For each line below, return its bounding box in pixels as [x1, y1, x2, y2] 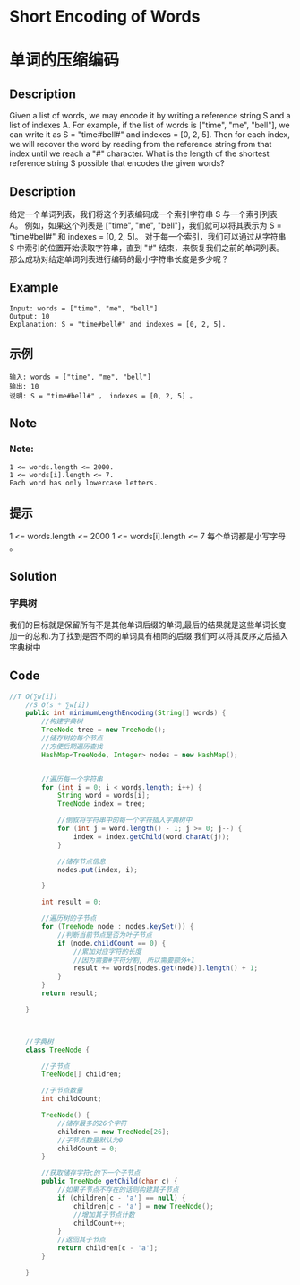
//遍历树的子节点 [41, 913, 97, 923]
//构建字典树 [41, 717, 83, 726]
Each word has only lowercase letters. [9, 478, 159, 488]
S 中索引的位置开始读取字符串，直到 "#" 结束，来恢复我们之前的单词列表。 [9, 242, 285, 253]
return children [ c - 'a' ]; [56, 1244, 159, 1253]
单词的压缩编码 [9, 50, 120, 71]
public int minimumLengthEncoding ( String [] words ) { [25, 709, 227, 718]
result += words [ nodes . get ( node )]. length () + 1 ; [73, 964, 258, 973]
